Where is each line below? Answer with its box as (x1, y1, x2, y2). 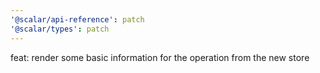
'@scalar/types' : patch (10, 24, 110, 34)
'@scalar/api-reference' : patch (10, 14, 145, 25)
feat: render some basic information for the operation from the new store (10, 51, 310, 63)
